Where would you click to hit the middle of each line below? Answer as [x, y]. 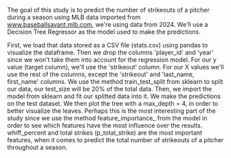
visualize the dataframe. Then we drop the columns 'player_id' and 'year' [111, 52]
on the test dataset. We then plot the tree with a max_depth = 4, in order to [113, 103]
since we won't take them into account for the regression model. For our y [112, 60]
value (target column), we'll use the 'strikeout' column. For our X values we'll [115, 67]
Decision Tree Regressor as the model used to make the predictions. [104, 32]
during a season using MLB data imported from [74, 17]
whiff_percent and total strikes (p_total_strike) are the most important [105, 133]
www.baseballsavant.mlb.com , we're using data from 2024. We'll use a [108, 24]
